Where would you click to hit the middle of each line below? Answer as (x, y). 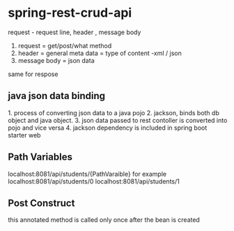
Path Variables (40, 157)
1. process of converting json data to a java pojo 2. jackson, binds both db (114, 112)
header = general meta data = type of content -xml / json (100, 53)
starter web (24, 135)
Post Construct (41, 203)
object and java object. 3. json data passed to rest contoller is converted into (118, 120)
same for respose (33, 74)
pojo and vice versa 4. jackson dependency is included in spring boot (108, 128)
